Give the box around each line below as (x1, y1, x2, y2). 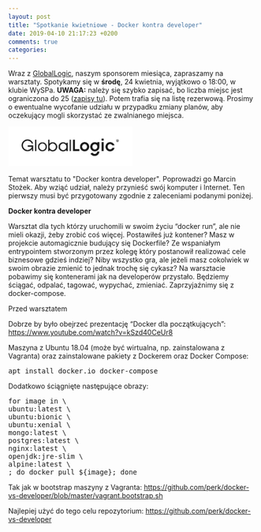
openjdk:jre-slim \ (8, 451, 84, 461)
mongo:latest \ (8, 428, 67, 437)
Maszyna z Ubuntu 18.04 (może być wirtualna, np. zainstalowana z (8, 343, 226, 352)
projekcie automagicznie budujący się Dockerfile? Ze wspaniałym (8, 238, 221, 248)
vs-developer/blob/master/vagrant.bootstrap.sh (8, 490, 163, 500)
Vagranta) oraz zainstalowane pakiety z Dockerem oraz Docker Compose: (8, 351, 249, 361)
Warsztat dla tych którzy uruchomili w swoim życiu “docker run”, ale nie (8, 221, 240, 230)
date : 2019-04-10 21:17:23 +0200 (8, 29, 118, 37)
